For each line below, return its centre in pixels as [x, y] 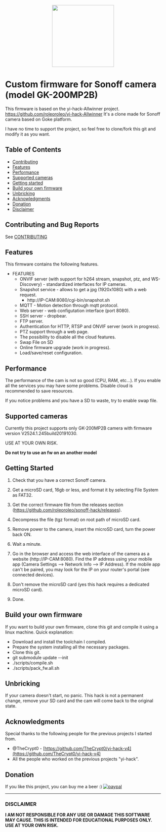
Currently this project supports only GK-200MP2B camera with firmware [79, 428]
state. [11, 706]
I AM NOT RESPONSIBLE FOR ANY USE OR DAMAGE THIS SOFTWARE [78, 815]
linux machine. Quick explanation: [40, 632]
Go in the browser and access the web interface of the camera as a [81, 554]
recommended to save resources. [40, 391]
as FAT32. [22, 495]
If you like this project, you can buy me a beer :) [54, 787]
